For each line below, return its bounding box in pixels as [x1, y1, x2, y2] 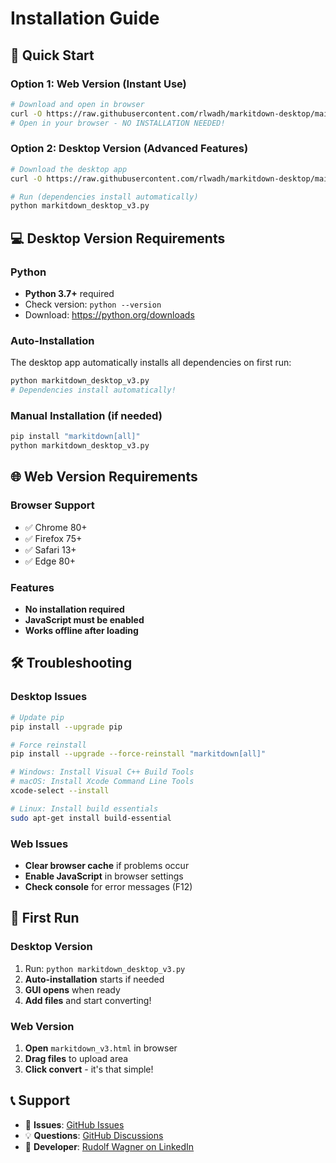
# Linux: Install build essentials [10, 803, 159, 814]
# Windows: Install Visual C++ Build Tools [10, 767, 195, 777]
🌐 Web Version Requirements [10, 468, 198, 486]
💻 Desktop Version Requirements [10, 230, 226, 247]
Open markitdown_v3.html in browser [24, 1042, 178, 1054]
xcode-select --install [10, 786, 110, 796]
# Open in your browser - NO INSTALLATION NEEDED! [10, 118, 226, 128]
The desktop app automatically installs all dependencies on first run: [10, 357, 292, 369]
